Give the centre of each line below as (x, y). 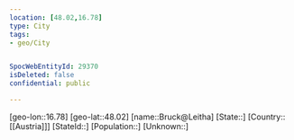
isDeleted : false (42, 75)
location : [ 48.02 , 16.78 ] (56, 17)
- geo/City (30, 43)
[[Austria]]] (30, 126)
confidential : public (50, 83)
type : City (30, 26)
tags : (19, 34)
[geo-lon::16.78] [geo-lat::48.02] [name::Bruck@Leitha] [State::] (128, 117)
